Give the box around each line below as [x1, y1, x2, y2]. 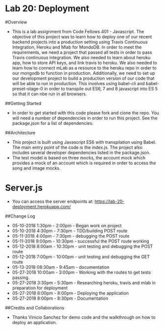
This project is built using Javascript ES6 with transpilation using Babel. [12, 139, 157, 145]
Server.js [5, 182, 43, 194]
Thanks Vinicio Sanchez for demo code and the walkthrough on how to [12, 314, 156, 320]
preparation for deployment [12, 285, 68, 291]
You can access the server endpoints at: [12, 198, 94, 204]
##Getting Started [5, 100, 42, 106]
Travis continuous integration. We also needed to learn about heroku [12, 54, 151, 60]
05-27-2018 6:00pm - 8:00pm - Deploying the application [12, 290, 129, 296]
